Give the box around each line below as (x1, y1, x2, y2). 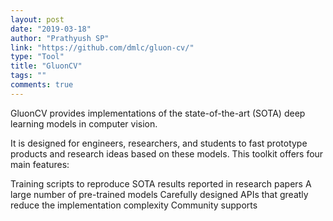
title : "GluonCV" (10, 61, 83, 71)
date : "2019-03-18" (10, 24, 92, 34)
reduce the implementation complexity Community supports (10, 199, 258, 211)
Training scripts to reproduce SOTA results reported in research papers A (10, 177, 312, 190)
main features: (10, 158, 70, 170)
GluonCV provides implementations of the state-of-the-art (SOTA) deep (10, 107, 306, 119)
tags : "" (10, 71, 47, 81)
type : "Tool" (10, 52, 65, 62)
